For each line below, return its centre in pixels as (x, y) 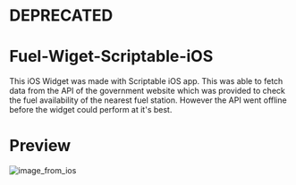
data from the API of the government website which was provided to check (148, 91)
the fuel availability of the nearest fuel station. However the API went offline (148, 100)
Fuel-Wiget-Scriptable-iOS (111, 57)
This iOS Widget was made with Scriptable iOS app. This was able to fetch (146, 81)
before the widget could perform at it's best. (91, 110)
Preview (40, 146)
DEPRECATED (61, 16)
